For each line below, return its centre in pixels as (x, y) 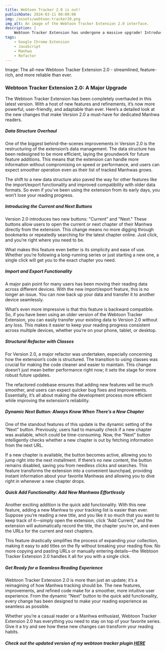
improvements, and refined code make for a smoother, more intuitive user (80, 591)
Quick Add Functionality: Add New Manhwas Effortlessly (65, 492)
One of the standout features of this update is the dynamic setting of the (79, 424)
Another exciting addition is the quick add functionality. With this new (76, 505)
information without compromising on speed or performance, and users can (82, 164)
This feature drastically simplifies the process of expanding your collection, (82, 541)
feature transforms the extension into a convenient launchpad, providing (79, 470)
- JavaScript (27, 46)
